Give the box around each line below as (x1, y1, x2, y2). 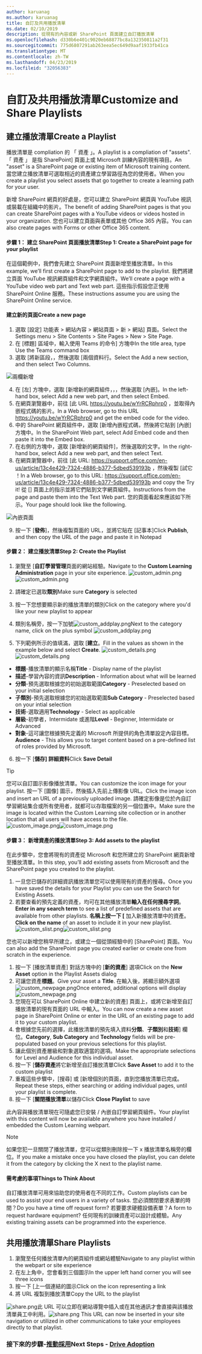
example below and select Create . (14, 646, 101, 653)
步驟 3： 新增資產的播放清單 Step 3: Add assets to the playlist (6, 837, 160, 844)
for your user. (6, 184, 40, 191)
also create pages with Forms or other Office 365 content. (6, 224, 151, 231)
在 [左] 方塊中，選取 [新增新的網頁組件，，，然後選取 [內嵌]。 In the (14, 386, 177, 393)
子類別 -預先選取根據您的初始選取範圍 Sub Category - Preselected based (14, 694, 195, 701)
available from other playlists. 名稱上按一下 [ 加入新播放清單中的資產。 (14, 912, 190, 919)
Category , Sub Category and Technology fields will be (25, 1033, 164, 1041)
